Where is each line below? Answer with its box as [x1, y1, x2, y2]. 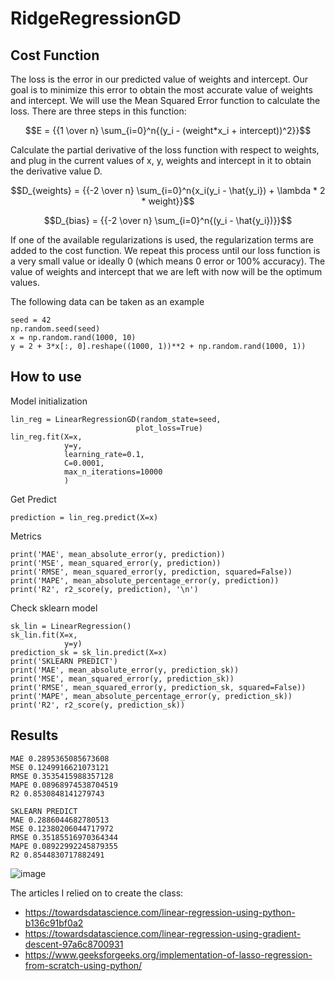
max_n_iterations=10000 [63, 467, 163, 477]
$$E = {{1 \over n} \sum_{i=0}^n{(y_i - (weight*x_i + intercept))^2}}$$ [24, 125, 312, 136]
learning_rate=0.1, [63, 449, 145, 459]
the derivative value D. [10, 165, 103, 177]
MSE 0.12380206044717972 [10, 823, 114, 834]
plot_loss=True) [135, 423, 203, 433]
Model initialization [10, 395, 88, 407]
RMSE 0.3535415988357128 [10, 771, 114, 781]
